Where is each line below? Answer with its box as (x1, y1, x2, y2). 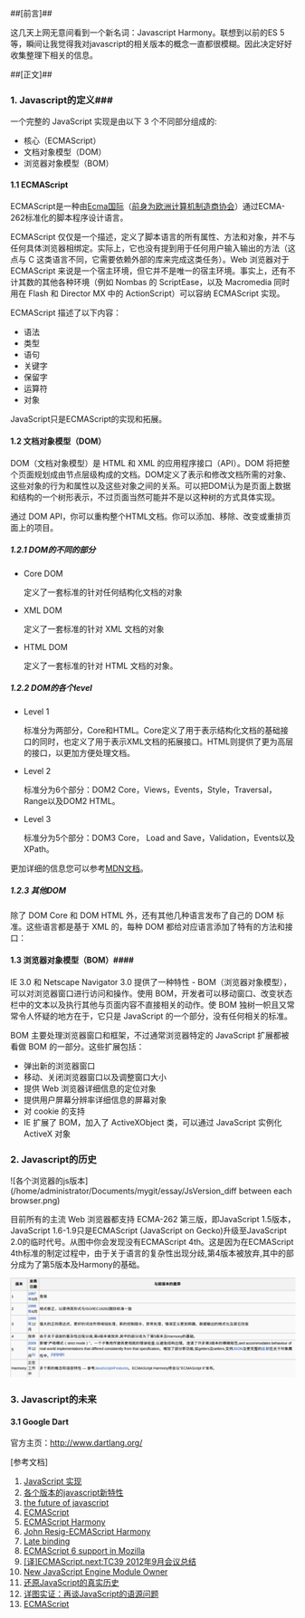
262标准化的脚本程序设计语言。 (10, 212, 129, 223)
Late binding (23, 1536, 71, 1546)
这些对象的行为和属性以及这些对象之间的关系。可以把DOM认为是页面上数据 (10, 480, 291, 491)
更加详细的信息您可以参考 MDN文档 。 (10, 863, 148, 874)
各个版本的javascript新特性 (23, 1488, 124, 1498)
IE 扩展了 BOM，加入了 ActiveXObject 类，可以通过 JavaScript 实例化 (23, 1116, 282, 1127)
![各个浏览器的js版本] (10, 1175, 89, 1186)
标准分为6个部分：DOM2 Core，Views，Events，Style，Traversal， (23, 784, 277, 795)
